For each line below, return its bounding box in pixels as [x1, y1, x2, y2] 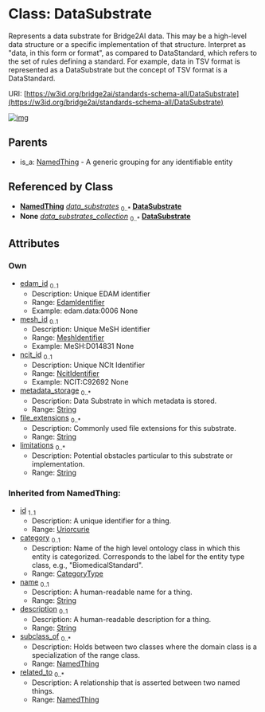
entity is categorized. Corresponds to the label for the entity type [31, 551, 245, 561]
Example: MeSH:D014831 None [31, 342, 134, 351]
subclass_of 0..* [19, 632, 72, 643]
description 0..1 [19, 604, 68, 616]
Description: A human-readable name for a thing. [31, 587, 193, 597]
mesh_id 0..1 [19, 314, 59, 326]
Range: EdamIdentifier [31, 297, 105, 307]
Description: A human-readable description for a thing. [31, 615, 212, 624]
